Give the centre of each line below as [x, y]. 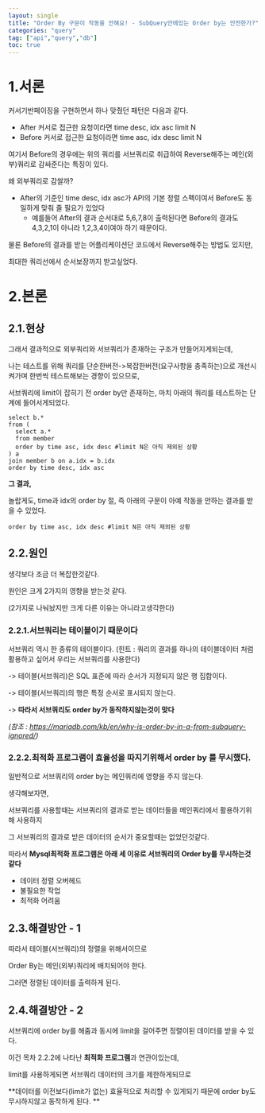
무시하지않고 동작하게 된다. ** [54, 1101]
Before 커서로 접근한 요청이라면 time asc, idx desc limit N [111, 138]
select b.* [26, 418]
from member [35, 439]
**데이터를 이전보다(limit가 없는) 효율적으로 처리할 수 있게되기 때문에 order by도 [132, 1092]
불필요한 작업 [40, 890]
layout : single [33, 16]
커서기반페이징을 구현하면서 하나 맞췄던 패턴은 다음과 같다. [98, 111]
